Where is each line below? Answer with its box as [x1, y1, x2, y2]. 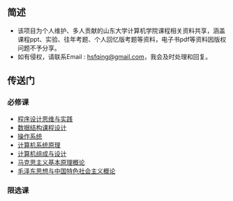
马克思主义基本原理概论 [17, 158, 85, 166]
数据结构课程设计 [17, 123, 67, 131]
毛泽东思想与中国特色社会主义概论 [17, 166, 116, 175]
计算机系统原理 [17, 140, 61, 149]
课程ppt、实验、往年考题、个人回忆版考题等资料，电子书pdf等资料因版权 [17, 35, 227, 43]
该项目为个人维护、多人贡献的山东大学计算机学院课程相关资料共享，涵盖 [17, 26, 225, 35]
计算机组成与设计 [17, 149, 67, 158]
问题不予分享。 [17, 44, 61, 52]
